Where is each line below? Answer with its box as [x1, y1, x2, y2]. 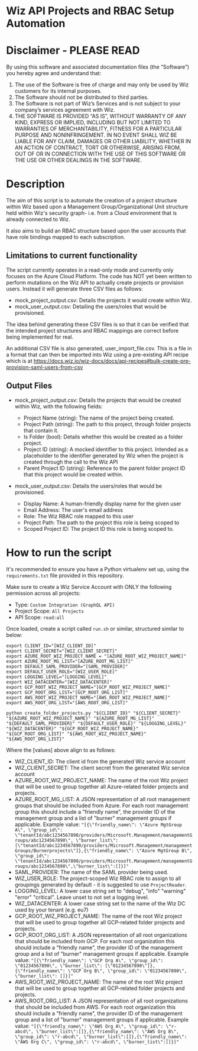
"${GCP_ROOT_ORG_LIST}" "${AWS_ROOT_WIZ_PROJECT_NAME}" [6, 731, 147, 737]
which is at [6, 357, 33, 365]
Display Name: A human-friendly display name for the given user [23, 500, 181, 507]
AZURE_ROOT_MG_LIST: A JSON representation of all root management [14, 795, 190, 802]
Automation [6, 17, 66, 30]
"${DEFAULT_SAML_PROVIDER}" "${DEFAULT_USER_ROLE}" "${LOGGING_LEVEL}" [6, 720, 186, 726]
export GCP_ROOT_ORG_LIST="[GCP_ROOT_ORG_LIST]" [6, 689, 128, 695]
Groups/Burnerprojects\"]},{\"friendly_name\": [14, 847, 134, 853]
